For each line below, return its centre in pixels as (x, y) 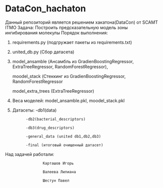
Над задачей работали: (30, 154)
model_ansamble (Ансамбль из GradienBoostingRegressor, (73, 61)
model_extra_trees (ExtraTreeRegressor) (53, 91)
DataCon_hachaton (46, 9)
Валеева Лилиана (60, 172)
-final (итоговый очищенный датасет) (64, 145)
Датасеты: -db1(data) (34, 110)
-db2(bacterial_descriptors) (56, 119)
